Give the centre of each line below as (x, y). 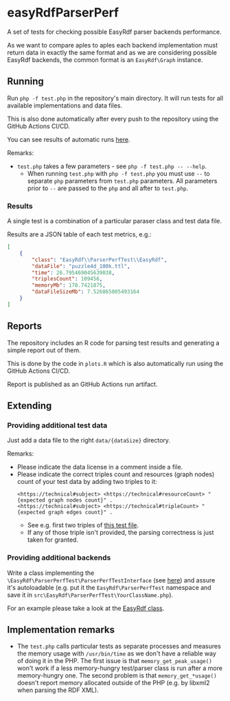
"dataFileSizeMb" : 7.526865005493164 (85, 292)
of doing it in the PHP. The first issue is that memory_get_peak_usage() (115, 661)
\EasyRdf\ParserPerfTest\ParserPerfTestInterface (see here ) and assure (111, 580)
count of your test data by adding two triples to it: (87, 482)
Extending (30, 406)
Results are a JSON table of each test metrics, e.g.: (79, 234)
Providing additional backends (59, 558)
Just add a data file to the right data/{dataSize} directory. (89, 440)
